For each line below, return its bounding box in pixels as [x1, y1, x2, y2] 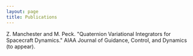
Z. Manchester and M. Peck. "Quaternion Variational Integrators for [6, 30, 171, 37]
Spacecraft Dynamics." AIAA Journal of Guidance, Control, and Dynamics [6, 37, 187, 44]
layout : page [6, 8, 39, 15]
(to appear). [6, 42, 36, 50]
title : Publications [6, 14, 58, 20]
